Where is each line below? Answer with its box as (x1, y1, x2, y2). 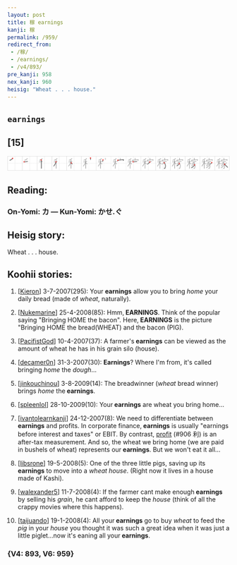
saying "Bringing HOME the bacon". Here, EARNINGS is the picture (17, 316, 212, 324)
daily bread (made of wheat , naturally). (17, 295, 131, 303)
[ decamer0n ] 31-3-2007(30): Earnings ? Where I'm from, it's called (17, 358, 212, 367)
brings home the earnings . (17, 387, 96, 395)
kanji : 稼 (7, 26, 35, 33)
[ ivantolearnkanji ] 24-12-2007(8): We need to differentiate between (17, 414, 214, 423)
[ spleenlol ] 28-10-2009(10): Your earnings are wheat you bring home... (17, 401, 224, 409)
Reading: (7, 184, 48, 197)
